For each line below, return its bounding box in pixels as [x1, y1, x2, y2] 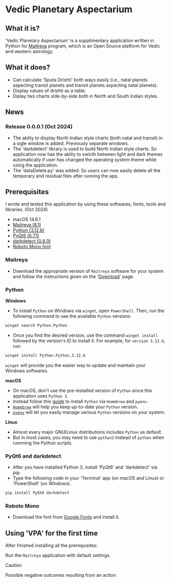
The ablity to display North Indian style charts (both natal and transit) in [12, 134, 163, 141]
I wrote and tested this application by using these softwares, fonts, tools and [5, 201, 166, 207]
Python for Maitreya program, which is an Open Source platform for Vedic [5, 43, 160, 49]
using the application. [12, 162, 59, 168]
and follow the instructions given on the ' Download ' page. [12, 273, 134, 279]
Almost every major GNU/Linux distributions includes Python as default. [12, 429, 162, 435]
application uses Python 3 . [12, 392, 68, 399]
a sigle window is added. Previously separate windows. [12, 140, 129, 146]
